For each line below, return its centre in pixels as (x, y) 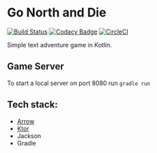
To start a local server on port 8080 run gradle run (78, 83)
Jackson (29, 136)
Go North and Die (57, 13)
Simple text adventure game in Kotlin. (60, 45)
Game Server (36, 67)
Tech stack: (32, 105)
